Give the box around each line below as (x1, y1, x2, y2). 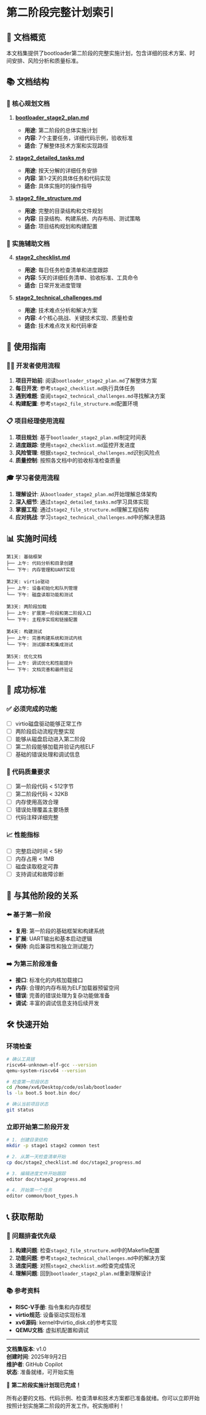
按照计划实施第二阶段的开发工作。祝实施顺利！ (6, 1402, 124, 1409)
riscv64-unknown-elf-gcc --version (6, 1062, 97, 1068)
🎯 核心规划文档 (6, 99, 50, 108)
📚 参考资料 (6, 1286, 40, 1295)
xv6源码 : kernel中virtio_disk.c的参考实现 (15, 1319, 118, 1327)
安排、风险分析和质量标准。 (11, 57, 82, 64)
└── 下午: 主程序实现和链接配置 (6, 617, 78, 623)
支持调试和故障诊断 (15, 870, 64, 878)
